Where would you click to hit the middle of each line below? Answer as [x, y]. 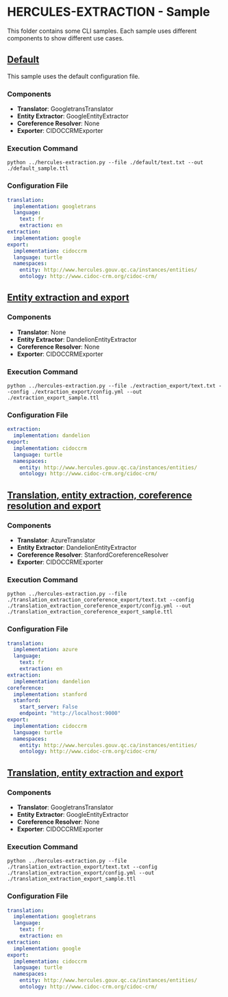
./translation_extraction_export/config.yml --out [81, 873]
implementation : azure [46, 650]
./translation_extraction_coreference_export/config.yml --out [99, 606]
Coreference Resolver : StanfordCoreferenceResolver [93, 555]
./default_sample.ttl [38, 168]
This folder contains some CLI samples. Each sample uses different [102, 31]
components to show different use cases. [66, 38]
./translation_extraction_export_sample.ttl [72, 879]
